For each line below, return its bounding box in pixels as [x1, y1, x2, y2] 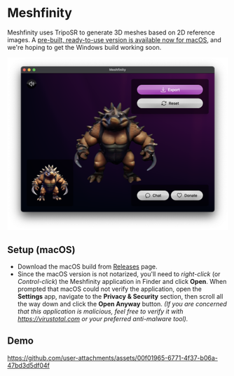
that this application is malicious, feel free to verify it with [17, 307, 184, 316]
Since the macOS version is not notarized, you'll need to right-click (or [17, 270, 221, 278]
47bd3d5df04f [7, 361, 50, 370]
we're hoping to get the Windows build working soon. [7, 43, 162, 51]
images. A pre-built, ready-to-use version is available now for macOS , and [7, 35, 222, 44]
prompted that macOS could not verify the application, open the [17, 285, 202, 293]
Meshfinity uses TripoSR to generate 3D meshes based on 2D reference [7, 28, 215, 37]
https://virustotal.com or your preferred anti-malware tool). [17, 315, 188, 323]
